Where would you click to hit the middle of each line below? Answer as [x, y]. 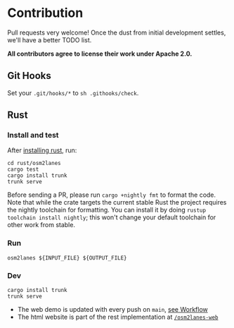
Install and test [33, 135]
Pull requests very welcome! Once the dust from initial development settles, [117, 32]
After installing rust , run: [42, 150]
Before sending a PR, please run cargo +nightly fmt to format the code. [112, 195]
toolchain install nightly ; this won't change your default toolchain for [112, 217]
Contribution [45, 13]
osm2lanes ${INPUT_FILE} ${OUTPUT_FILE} [67, 258]
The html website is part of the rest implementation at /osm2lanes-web [118, 317]
